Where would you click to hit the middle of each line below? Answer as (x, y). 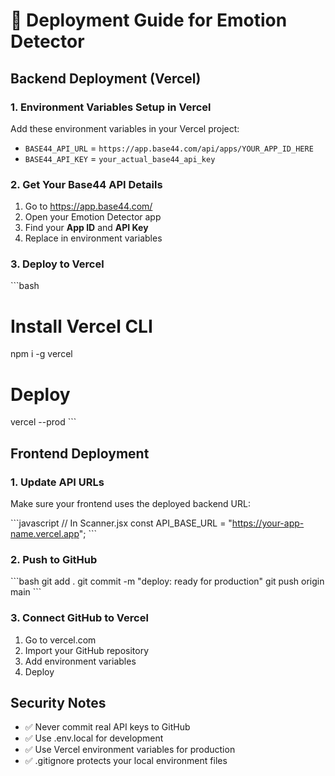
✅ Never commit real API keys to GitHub (107, 727)
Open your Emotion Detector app (93, 217)
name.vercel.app (45, 534)
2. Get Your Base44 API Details (86, 184)
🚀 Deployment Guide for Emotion (149, 20)
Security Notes (58, 703)
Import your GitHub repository (87, 650)
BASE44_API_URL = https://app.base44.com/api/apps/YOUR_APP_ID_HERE (169, 148)
